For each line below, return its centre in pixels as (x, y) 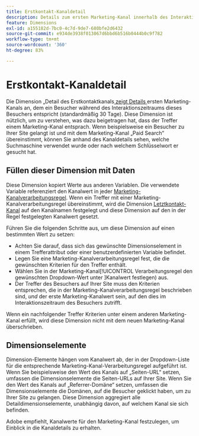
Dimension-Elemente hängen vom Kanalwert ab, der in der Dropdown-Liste (98, 359)
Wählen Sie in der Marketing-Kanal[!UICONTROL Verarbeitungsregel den (104, 271)
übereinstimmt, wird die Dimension (110, 204)
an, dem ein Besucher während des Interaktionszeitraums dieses (103, 108)
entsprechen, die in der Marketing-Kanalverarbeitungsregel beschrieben (103, 290)
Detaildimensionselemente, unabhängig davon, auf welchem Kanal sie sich (97, 404)
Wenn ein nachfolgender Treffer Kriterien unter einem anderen (82, 314)
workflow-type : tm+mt (33, 39)
